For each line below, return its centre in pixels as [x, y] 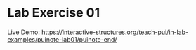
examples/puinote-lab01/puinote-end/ [62, 39]
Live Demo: [24, 32]
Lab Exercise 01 [54, 13]
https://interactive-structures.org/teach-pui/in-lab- [115, 32]
